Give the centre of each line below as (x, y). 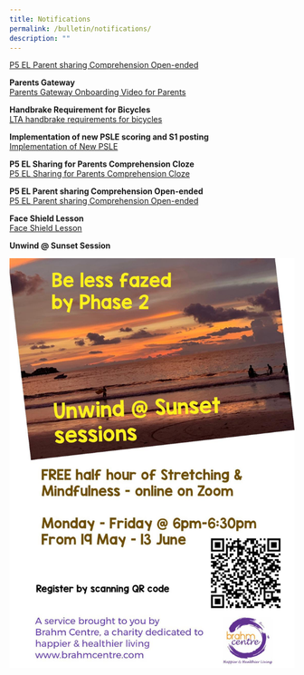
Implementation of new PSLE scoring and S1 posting (109, 137)
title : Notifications (50, 19)
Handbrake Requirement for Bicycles (80, 110)
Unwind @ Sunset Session (60, 246)
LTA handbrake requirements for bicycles (86, 120)
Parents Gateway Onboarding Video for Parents (98, 92)
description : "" (40, 38)
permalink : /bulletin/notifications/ (81, 29)
